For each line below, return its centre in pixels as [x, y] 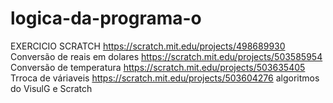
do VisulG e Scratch [51, 88]
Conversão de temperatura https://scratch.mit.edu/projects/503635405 [158, 67]
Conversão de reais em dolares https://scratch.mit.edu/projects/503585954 [166, 56]
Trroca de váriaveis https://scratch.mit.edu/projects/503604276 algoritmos [165, 78]
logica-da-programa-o [106, 18]
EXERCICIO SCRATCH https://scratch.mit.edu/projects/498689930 [148, 46]
